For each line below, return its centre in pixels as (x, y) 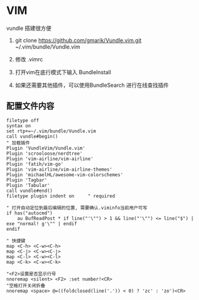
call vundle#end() (29, 191)
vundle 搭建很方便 (29, 28)
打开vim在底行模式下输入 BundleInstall (63, 72)
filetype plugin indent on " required (61, 196)
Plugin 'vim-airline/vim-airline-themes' (59, 169)
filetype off (23, 120)
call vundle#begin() (32, 136)
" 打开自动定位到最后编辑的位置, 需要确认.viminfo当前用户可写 (77, 208)
